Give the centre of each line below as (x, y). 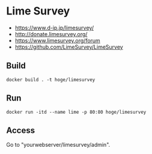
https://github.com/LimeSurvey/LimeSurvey (69, 47)
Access (20, 130)
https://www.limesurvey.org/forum (57, 40)
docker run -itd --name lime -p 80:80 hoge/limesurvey (76, 112)
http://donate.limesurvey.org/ (51, 34)
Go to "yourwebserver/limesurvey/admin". (58, 145)
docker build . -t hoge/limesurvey (51, 79)
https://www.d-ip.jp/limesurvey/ (54, 28)
